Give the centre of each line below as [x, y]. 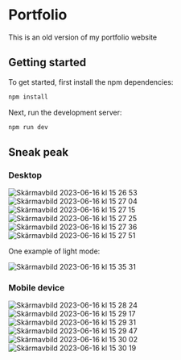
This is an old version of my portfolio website [83, 37]
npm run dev [28, 127]
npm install [28, 97]
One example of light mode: [54, 251]
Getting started [47, 63]
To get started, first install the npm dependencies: [91, 82]
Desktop [25, 175]
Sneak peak [39, 152]
